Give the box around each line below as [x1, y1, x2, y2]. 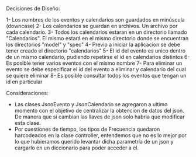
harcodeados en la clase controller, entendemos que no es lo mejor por [14, 132, 187, 139]
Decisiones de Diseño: [6, 5, 60, 12]
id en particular [6, 78, 43, 85]
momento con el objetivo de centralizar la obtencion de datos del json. [14, 107, 184, 114]
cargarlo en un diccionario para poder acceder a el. [14, 144, 139, 151]
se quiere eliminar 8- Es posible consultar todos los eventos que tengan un [6, 72, 187, 79]
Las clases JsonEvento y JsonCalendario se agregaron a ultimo [14, 101, 168, 107]
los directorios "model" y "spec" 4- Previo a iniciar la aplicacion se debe [6, 41, 180, 48]
